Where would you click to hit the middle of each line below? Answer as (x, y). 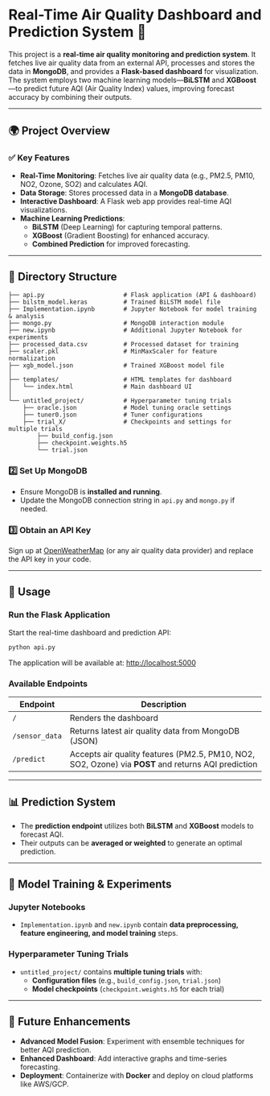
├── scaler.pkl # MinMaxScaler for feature (113, 352)
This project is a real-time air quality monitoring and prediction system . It (132, 54)
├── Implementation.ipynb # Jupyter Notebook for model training (133, 309)
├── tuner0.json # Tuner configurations (113, 415)
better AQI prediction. (55, 1049)
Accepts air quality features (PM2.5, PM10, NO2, (162, 754)
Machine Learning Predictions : (72, 218)
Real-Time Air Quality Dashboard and (135, 15)
